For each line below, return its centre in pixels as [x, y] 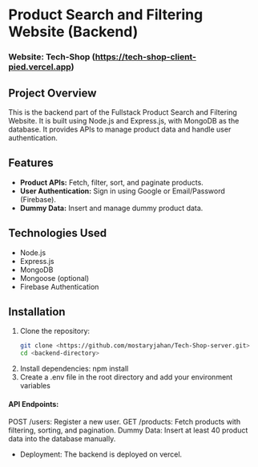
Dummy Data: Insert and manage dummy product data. [111, 208]
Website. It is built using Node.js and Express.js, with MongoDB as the [124, 120]
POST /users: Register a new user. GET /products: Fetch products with [125, 422]
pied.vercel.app [40, 67]
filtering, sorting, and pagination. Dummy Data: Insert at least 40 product [128, 430]
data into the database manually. [62, 439]
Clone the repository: [55, 331]
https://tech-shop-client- [145, 57]
